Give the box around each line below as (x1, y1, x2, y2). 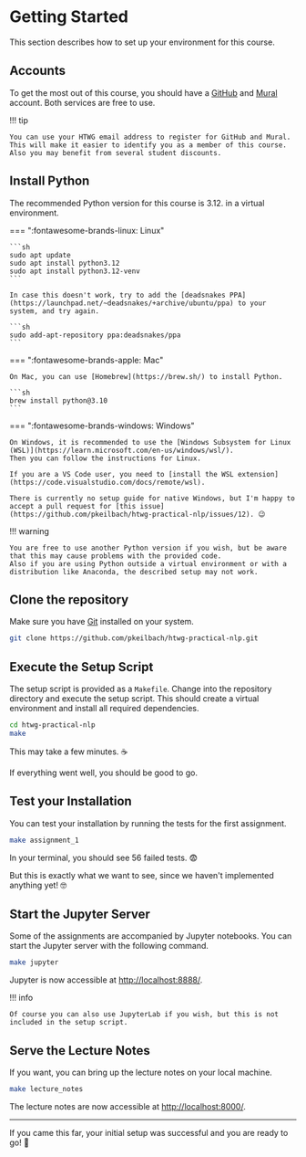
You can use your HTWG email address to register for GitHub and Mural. (9, 132, 291, 142)
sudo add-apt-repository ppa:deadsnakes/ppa (9, 331, 181, 340)
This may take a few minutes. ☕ (9, 746, 128, 757)
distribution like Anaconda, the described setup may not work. (9, 567, 259, 576)
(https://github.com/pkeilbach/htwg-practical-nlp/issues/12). (9, 510, 255, 519)
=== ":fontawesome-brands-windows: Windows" (9, 420, 195, 431)
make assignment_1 (9, 836, 79, 845)
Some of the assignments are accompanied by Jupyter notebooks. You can (9, 931, 292, 941)
